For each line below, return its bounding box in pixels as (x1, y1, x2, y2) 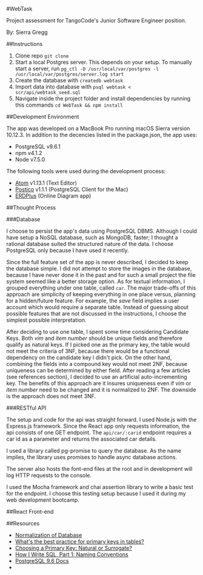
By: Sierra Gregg (6, 28, 48, 36)
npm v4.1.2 (15, 150, 42, 156)
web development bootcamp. (6, 496, 80, 504)
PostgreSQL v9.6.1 (15, 143, 61, 150)
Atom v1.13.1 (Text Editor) (15, 179, 78, 187)
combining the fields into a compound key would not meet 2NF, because (6, 361, 188, 367)
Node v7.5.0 (15, 156, 45, 163)
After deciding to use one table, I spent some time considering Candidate (6, 328, 189, 335)
